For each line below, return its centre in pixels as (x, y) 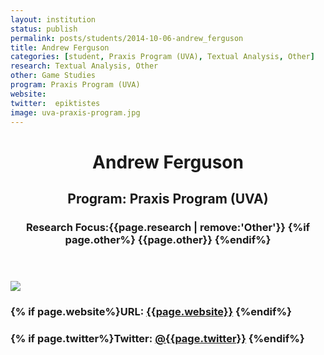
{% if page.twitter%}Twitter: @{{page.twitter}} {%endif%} (157, 338)
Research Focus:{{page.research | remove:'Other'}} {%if (168, 227)
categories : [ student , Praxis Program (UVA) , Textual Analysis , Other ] (162, 57)
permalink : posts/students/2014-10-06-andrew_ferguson (127, 38)
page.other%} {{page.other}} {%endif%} (168, 239)
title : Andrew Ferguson (60, 47)
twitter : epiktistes (55, 103)
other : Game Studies (53, 76)
